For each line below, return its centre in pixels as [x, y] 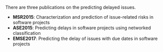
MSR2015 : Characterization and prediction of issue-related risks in [83, 17]
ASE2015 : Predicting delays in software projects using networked [82, 28]
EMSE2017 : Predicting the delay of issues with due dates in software [85, 38]
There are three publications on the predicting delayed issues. [71, 7]
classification [27, 33]
